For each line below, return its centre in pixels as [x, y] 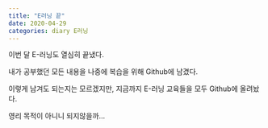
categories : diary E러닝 [48, 31]
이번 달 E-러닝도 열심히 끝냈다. [57, 55]
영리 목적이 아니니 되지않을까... [57, 116]
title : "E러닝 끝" [37, 16]
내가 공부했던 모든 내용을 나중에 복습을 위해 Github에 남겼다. [103, 72]
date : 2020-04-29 [38, 23]
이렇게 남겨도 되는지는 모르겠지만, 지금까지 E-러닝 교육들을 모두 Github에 [123, 89]
